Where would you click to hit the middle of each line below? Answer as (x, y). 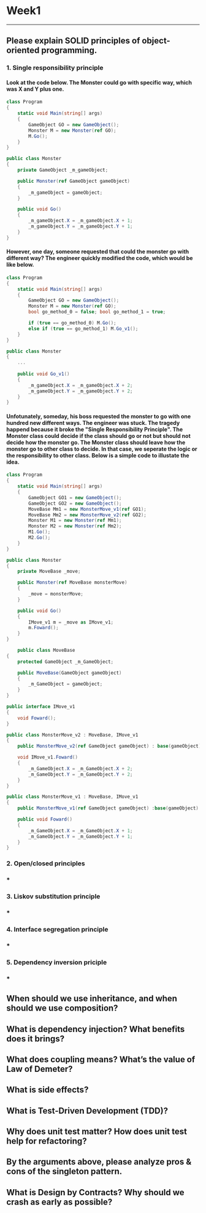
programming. (69, 51)
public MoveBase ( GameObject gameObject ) (70, 673)
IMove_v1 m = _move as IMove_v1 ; (71, 622)
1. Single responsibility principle (55, 68)
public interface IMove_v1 (41, 707)
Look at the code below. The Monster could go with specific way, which (99, 82)
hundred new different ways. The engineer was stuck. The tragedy (93, 423)
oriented (23, 51)
